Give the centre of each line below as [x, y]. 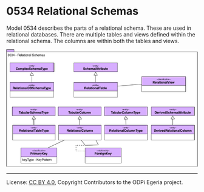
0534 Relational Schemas [72, 11]
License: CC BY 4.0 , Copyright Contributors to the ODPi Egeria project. [95, 182]
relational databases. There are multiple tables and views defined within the [101, 34]
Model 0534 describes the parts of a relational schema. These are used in [99, 28]
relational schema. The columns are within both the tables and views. [93, 41]
